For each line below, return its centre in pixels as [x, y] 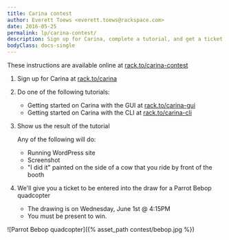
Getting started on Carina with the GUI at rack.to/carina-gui [111, 105]
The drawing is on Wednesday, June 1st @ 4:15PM [99, 209]
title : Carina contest [40, 13]
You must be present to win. [67, 216]
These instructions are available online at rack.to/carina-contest [98, 65]
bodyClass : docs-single [41, 46]
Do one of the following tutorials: [63, 92]
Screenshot [44, 160]
